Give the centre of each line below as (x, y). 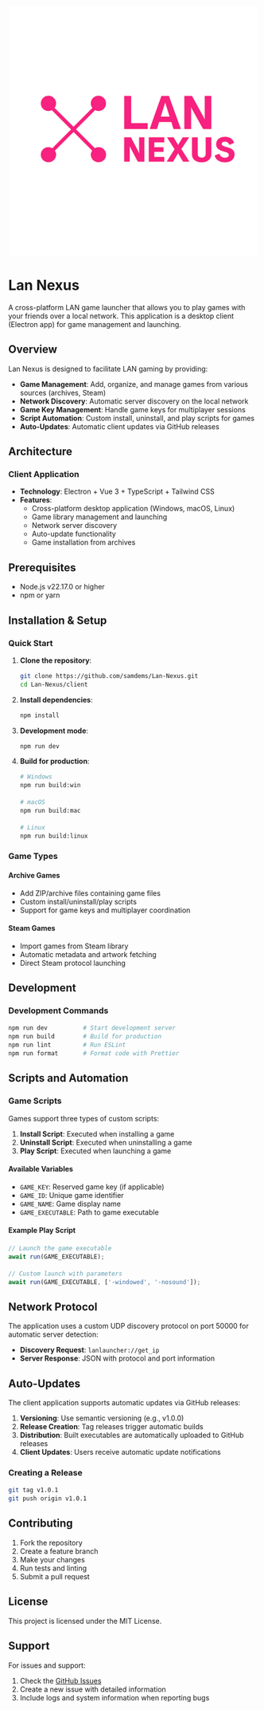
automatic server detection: (54, 1334)
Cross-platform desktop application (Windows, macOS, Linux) (133, 509)
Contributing (41, 1524)
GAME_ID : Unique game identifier (72, 1195)
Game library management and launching (99, 517)
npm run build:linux (54, 836)
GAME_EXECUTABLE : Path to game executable (89, 1212)
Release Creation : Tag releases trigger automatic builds (112, 1427)
